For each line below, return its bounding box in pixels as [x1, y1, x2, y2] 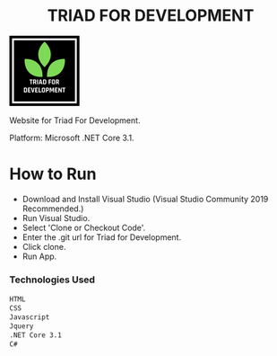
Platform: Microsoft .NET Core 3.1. [9, 132, 134, 143]
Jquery [9, 322, 34, 331]
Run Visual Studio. [22, 212, 91, 223]
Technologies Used [9, 273, 96, 286]
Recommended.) [22, 203, 84, 214]
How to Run [9, 164, 97, 184]
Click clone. [22, 241, 66, 252]
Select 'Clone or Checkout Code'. [22, 222, 146, 233]
